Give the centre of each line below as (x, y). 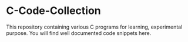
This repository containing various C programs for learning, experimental (94, 27)
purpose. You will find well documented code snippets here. (79, 33)
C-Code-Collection (53, 11)
